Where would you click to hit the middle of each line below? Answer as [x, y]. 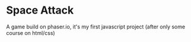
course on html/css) [31, 33]
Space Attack [40, 10]
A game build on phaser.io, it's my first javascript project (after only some [96, 27]
